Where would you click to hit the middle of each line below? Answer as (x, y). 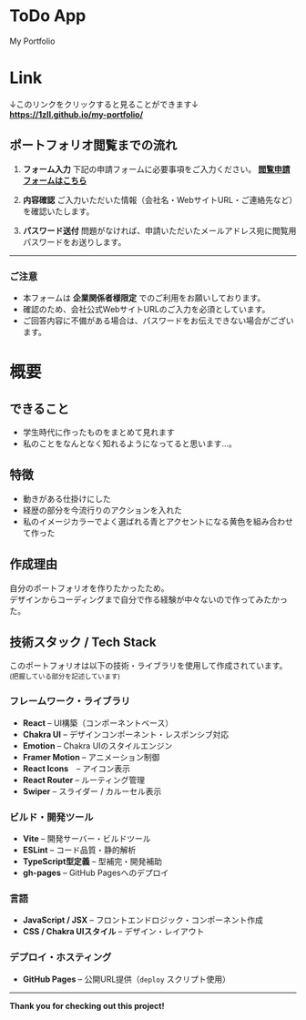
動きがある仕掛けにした (66, 498)
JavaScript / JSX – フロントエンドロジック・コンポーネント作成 (143, 920)
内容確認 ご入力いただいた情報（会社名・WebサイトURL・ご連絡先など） (158, 199)
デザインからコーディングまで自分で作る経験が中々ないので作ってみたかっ (149, 599)
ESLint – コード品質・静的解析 (79, 850)
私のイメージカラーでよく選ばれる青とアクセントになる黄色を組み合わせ (158, 521)
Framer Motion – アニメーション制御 (91, 757)
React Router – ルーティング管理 (84, 780)
